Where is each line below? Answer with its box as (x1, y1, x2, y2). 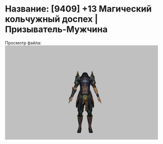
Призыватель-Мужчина (5, 24, 108, 35)
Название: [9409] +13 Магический (5, 3, 152, 14)
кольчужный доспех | (5, 14, 98, 25)
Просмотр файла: (5, 40, 42, 45)
